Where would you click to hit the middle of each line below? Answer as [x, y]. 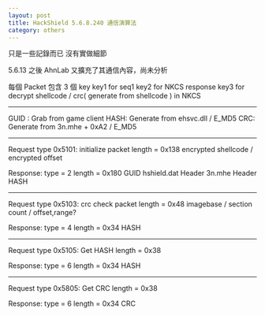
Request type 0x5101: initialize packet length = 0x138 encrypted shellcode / [131, 150]
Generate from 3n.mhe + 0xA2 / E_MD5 [73, 127]
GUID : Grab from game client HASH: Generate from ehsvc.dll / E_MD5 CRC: [132, 118]
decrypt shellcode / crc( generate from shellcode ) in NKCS [105, 96]
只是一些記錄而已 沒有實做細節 [58, 54]
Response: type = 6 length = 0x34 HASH [75, 266]
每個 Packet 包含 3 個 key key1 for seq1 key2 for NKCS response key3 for [127, 87]
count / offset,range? [42, 213]
